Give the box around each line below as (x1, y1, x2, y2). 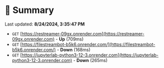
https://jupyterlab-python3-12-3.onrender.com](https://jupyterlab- (22, 52, 159, 58)
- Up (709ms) (55, 36, 84, 42)
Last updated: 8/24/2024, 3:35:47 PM (5, 21, 85, 27)
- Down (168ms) (57, 46, 91, 52)
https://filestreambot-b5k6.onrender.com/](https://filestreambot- (22, 41, 155, 47)
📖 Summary (5, 4, 54, 16)
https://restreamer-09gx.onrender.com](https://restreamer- (22, 30, 145, 36)
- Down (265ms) (73, 57, 108, 63)
